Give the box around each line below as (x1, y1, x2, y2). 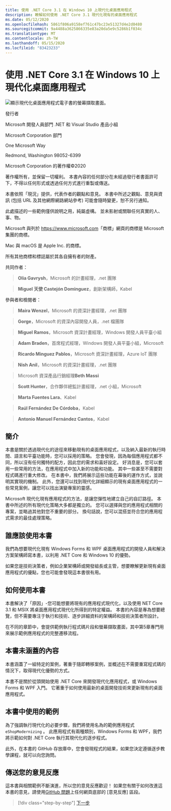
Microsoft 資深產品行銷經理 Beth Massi (17, 372, 99, 378)
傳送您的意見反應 (5, 768, 59, 777)
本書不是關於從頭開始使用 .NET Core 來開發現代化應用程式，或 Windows (5, 678, 157, 684)
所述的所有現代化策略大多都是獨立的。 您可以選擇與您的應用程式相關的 (14, 502, 163, 508)
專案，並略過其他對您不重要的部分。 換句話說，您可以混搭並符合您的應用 (5, 509, 158, 515)
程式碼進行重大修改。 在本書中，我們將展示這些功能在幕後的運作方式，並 (5, 472, 158, 478)
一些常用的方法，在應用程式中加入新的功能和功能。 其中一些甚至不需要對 (9, 466, 163, 472)
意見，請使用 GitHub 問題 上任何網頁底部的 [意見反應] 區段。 (18, 789, 143, 795)
